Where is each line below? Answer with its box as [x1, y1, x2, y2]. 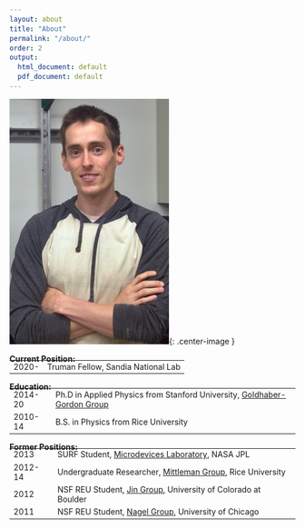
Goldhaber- [241, 389, 287, 400]
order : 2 [9, 44, 43, 53]
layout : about [9, 15, 64, 24]
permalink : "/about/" [9, 34, 92, 43]
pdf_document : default [17, 73, 103, 82]
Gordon [54, 398, 84, 409]
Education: [9, 382, 52, 393]
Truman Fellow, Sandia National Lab [46, 361, 182, 372]
